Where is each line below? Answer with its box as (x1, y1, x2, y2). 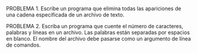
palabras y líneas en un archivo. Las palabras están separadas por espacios (6, 29, 190, 36)
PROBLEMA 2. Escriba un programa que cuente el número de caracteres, (6, 23, 183, 29)
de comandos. (6, 41, 41, 48)
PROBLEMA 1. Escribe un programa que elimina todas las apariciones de (6, 5, 181, 12)
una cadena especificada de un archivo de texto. (6, 11, 125, 18)
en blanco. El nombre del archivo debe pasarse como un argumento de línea (6, 35, 191, 42)
